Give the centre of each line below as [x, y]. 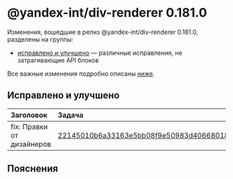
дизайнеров [31, 144]
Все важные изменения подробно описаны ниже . [81, 74]
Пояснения [33, 169]
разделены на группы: [41, 39]
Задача [71, 114]
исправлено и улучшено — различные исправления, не [100, 53]
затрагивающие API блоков [58, 60]
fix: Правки [29, 126]
